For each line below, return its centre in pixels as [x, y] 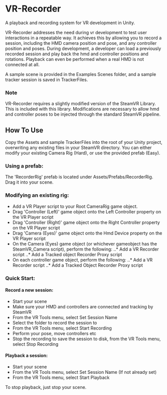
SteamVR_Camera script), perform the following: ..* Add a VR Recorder [86, 249]
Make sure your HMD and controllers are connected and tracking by [83, 306]
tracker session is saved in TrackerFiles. [47, 80]
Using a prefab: [24, 166]
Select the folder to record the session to [55, 323]
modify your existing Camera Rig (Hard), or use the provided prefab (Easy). [83, 153]
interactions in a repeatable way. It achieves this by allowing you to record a [83, 38]
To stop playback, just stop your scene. [46, 387]
